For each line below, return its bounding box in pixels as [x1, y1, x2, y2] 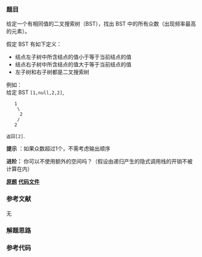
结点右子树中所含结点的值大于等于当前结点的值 [14, 61, 131, 68]
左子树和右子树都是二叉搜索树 [14, 68, 89, 76]
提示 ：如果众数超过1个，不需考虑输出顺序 [6, 145, 110, 152]
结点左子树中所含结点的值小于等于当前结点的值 [14, 53, 131, 61]
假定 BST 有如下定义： [6, 40, 62, 48]
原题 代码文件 [6, 178, 40, 185]
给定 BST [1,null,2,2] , [6, 89, 65, 96]
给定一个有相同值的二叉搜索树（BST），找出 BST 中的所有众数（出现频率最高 [6, 20, 197, 28]
